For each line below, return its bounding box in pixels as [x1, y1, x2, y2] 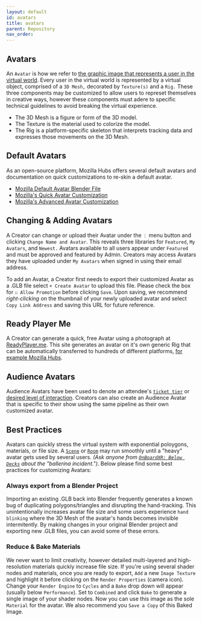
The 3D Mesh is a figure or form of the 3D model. [14, 113, 137, 121]
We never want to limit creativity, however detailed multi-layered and [6, 556, 177, 563]
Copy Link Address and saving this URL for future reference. [6, 301, 155, 308]
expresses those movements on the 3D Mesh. [14, 133, 130, 140]
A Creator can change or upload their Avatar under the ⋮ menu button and [6, 231, 192, 239]
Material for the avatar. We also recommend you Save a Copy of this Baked [6, 601, 193, 609]
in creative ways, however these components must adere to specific [6, 95, 176, 103]
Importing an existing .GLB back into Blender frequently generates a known [6, 495, 193, 503]
